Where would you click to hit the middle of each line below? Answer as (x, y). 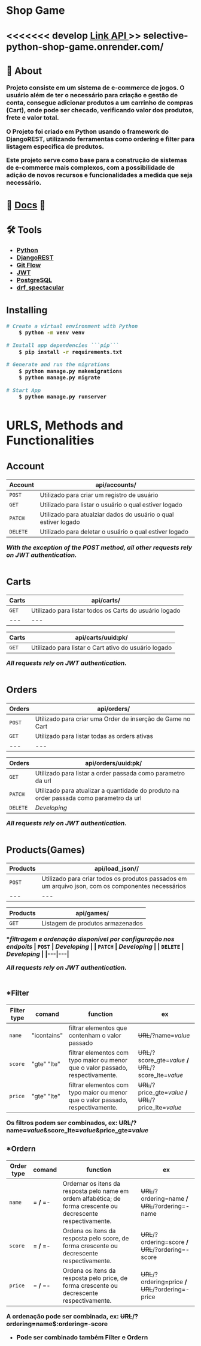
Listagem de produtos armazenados (92, 924)
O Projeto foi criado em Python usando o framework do (88, 131)
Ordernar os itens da (92, 1184)
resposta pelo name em (96, 1191)
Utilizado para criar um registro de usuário (99, 495)
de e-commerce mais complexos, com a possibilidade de (91, 167)
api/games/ (92, 913)
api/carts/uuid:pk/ (102, 637)
